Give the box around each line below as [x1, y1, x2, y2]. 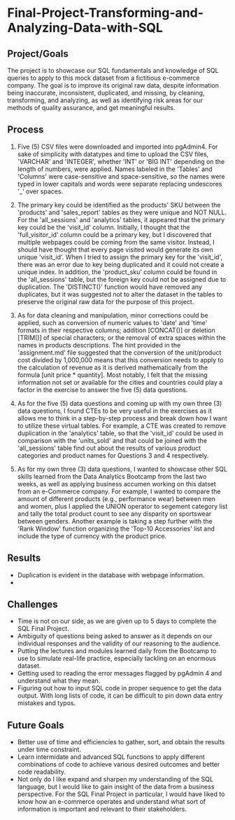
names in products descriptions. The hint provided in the [17, 341, 181, 349]
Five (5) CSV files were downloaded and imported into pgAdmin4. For [17, 142, 218, 151]
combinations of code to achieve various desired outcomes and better [17, 760, 220, 769]
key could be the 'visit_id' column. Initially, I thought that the [17, 223, 190, 231]
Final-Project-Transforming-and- [7, 5, 204, 21]
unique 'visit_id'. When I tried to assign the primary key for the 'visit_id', [17, 252, 222, 261]
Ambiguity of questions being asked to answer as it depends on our [17, 632, 213, 641]
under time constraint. [17, 745, 82, 754]
